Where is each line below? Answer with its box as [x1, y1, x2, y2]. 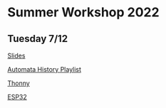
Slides [7, 51, 26, 60]
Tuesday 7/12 [7, 33, 68, 45]
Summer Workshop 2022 [7, 4, 160, 21]
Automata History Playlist [7, 65, 82, 73]
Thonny [7, 79, 30, 87]
